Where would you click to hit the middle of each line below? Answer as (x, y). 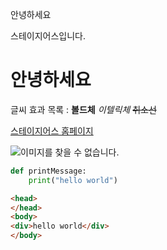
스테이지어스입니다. (48, 36)
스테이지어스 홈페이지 (52, 130)
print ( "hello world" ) (73, 180)
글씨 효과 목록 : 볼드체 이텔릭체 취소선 (83, 109)
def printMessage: (48, 171)
